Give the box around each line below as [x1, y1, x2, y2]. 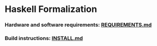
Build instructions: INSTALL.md [5, 35, 83, 42]
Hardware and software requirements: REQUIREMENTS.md [5, 21, 152, 28]
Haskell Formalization [5, 3, 98, 15]
